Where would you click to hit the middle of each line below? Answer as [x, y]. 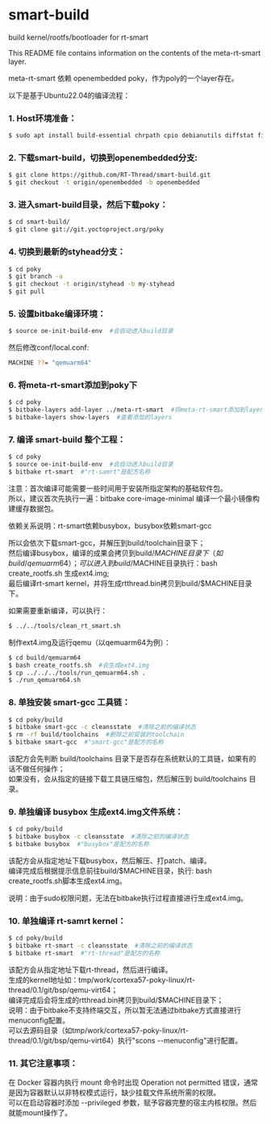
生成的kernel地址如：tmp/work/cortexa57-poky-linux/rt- [102, 980]
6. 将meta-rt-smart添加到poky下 [73, 385]
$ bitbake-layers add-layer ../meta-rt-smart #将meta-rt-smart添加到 [127, 410]
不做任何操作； [40, 769]
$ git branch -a [35, 276]
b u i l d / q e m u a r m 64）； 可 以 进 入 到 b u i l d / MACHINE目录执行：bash [113, 562]
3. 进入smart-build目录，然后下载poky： [88, 205]
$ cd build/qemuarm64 [45, 657]
